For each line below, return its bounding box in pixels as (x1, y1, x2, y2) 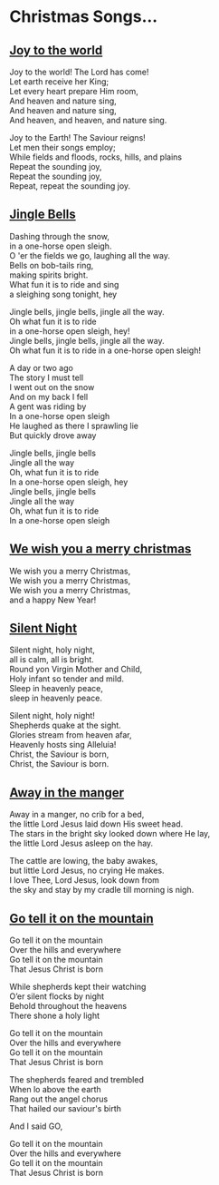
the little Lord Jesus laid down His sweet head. (9, 818, 184, 829)
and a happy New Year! (9, 594, 97, 605)
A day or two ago (9, 362, 74, 373)
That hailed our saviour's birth (9, 1103, 122, 1114)
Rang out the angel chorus (9, 1093, 109, 1104)
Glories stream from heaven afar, (9, 730, 133, 740)
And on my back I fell (9, 391, 89, 402)
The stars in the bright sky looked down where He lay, (9, 828, 211, 839)
